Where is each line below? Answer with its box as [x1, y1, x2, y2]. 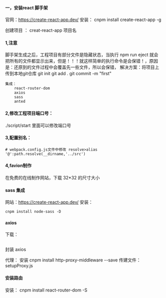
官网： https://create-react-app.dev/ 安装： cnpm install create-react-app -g [5, 17, 162, 23]
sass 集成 [5, 187, 25, 193]
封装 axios [5, 246, 26, 252]
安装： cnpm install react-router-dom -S [5, 287, 88, 293]
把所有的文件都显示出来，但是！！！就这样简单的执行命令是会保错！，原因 [5, 58, 158, 64]
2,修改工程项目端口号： [5, 110, 53, 116]
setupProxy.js [5, 263, 33, 269]
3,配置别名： [5, 135, 31, 141]
